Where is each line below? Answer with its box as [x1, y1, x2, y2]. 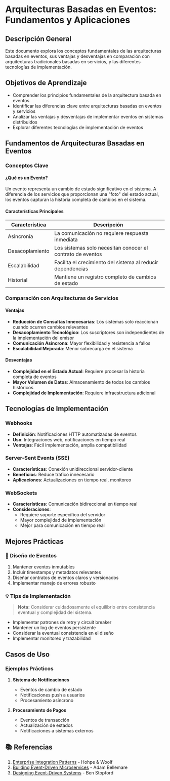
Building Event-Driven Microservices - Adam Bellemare [12, 764, 128, 770]
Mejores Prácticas [5, 537, 64, 546]
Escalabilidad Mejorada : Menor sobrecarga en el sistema [12, 345, 133, 351]
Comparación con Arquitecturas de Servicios [5, 295, 119, 302]
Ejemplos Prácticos [5, 665, 54, 672]
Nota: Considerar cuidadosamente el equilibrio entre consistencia [17, 604, 155, 610]
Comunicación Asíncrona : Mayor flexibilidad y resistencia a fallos [12, 340, 151, 346]
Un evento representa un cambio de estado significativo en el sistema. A [5, 186, 157, 192]
